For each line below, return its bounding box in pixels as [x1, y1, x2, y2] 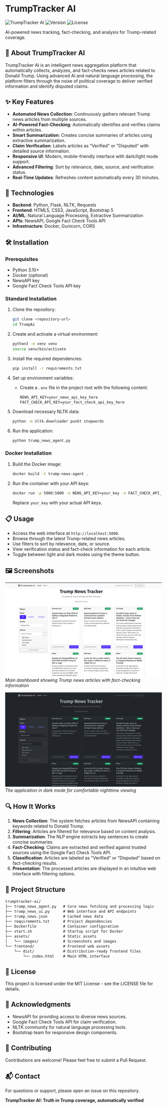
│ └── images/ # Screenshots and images [5, 939, 117, 944]
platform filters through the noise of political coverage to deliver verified [5, 78, 153, 84]
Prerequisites [5, 255, 38, 262]
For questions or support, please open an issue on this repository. [5, 1088, 140, 1094]
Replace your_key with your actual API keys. [12, 499, 102, 505]
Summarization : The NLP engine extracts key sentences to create [12, 834, 148, 840]
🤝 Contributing [5, 1044, 52, 1052]
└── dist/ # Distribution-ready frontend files [14, 949, 141, 954]
